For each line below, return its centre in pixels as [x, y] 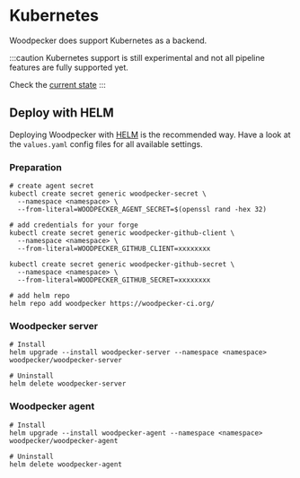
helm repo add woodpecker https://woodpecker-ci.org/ [112, 304]
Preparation [36, 167]
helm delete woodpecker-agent [66, 464]
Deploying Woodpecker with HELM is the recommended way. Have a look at [150, 135]
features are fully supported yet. [69, 67]
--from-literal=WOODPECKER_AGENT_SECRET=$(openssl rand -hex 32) [142, 210]
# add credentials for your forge [74, 225]
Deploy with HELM [62, 113]
